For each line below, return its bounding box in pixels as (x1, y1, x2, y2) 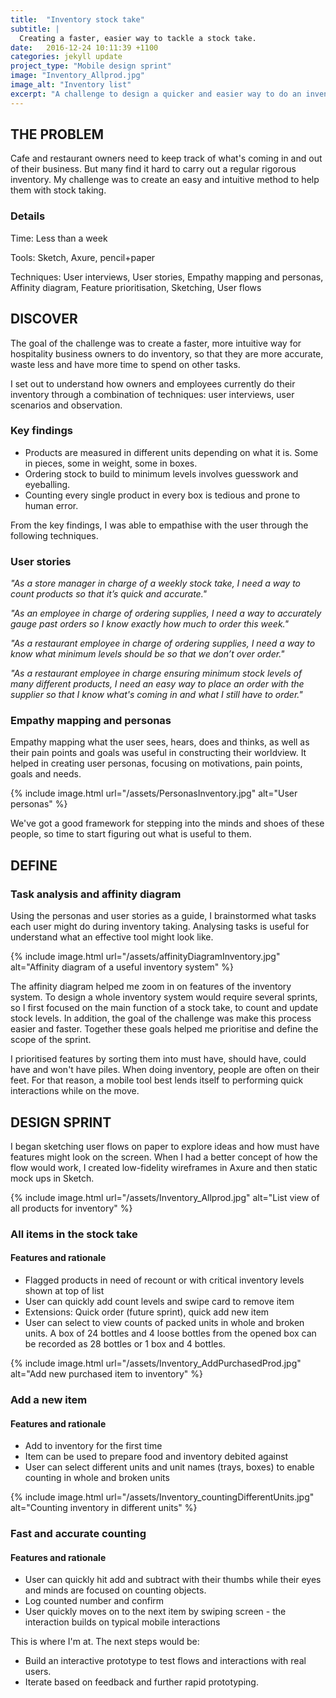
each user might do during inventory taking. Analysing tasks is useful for (10, 921, 310, 933)
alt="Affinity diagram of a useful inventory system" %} (10, 961, 234, 973)
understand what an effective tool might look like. (10, 931, 214, 943)
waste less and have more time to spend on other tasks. (10, 358, 241, 370)
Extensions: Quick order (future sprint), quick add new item (24, 1306, 270, 1318)
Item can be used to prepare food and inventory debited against (24, 1451, 289, 1463)
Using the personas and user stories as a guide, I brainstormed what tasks (10, 910, 317, 922)
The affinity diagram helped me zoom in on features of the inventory (10, 981, 292, 993)
